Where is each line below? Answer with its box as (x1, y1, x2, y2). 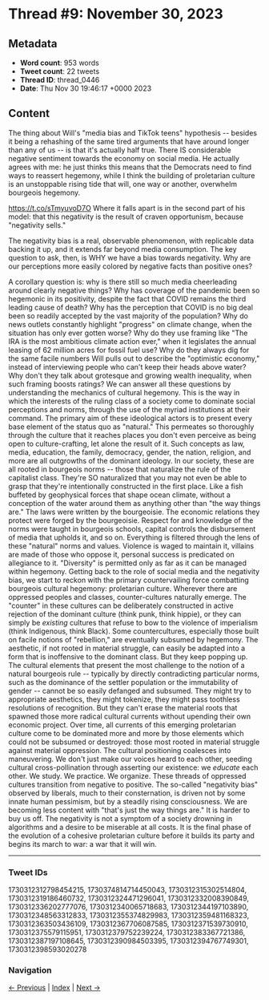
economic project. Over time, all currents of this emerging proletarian (8, 719, 237, 730)
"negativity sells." (8, 220, 66, 229)
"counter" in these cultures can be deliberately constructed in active (8, 601, 234, 610)
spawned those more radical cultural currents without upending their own (8, 711, 251, 721)
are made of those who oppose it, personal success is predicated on (8, 549, 235, 559)
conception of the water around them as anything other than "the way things (8, 498, 261, 508)
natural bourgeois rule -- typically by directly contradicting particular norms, (8, 669, 260, 678)
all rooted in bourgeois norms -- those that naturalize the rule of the (8, 464, 231, 474)
